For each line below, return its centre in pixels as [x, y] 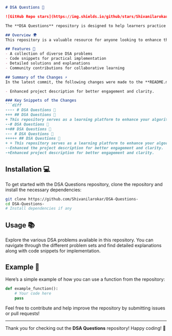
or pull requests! [23, 313]
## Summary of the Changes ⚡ [36, 77]
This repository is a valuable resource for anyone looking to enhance [83, 40]
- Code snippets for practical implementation [56, 59]
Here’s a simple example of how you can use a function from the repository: [85, 279]
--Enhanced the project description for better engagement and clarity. [84, 148]
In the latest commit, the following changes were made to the [74, 82]
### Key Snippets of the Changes [41, 100]
